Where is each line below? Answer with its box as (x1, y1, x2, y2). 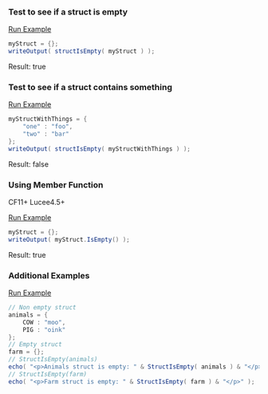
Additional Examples (8, 270, 90, 281)
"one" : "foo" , (22, 123, 73, 131)
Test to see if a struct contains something (8, 81, 173, 93)
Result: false (8, 159, 49, 169)
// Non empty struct (8, 304, 77, 312)
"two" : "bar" (22, 130, 69, 138)
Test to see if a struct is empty (8, 6, 128, 18)
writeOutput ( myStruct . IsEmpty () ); (8, 235, 130, 243)
